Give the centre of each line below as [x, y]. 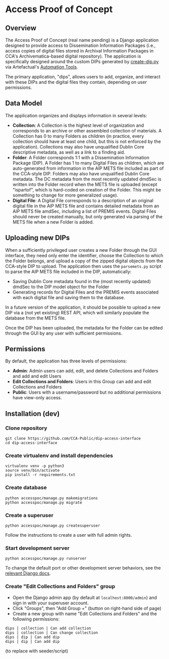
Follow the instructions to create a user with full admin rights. [69, 535]
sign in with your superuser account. [51, 603]
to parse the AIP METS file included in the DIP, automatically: [68, 271]
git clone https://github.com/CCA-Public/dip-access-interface [73, 439]
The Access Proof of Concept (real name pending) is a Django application [82, 40]
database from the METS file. [36, 318]
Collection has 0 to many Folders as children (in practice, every [78, 136]
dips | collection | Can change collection [52, 633]
